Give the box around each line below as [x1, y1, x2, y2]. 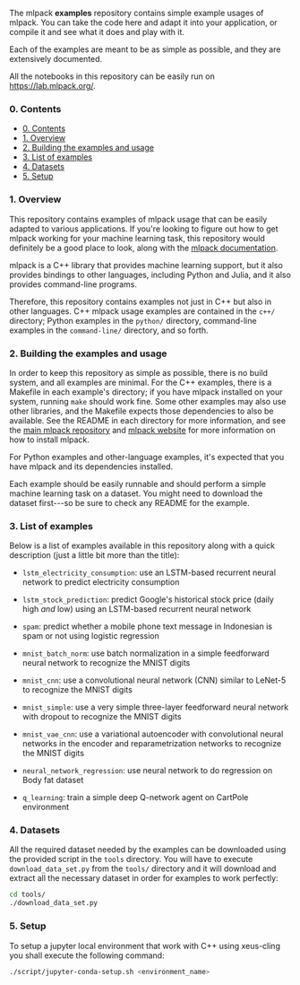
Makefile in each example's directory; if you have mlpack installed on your [9, 386, 283, 397]
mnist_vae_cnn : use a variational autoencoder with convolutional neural [21, 728, 284, 739]
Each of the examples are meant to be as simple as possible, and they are [9, 44, 281, 55]
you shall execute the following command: [9, 950, 165, 961]
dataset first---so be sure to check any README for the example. [9, 497, 250, 508]
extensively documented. [9, 54, 103, 64]
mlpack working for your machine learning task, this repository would [9, 232, 266, 243]
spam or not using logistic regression [21, 631, 159, 641]
